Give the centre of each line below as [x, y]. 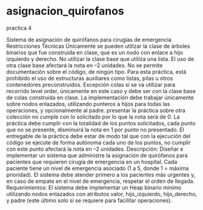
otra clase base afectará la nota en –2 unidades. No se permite [85, 65]
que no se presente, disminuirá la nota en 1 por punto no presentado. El [95, 130]
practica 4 [19, 28]
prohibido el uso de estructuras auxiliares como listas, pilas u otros [90, 78]
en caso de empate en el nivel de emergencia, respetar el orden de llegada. [101, 181]
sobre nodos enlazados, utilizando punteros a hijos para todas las [88, 103]
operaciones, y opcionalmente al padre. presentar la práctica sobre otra [96, 110]
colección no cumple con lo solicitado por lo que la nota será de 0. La [93, 117]
